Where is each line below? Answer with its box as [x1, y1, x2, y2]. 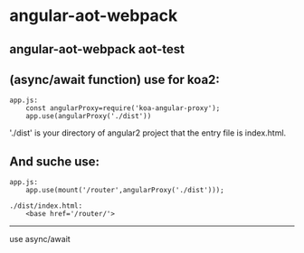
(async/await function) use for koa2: [9, 71, 220, 87]
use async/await [9, 234, 71, 245]
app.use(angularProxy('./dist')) [25, 112, 152, 121]
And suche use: [9, 154, 100, 169]
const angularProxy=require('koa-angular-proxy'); [25, 104, 221, 113]
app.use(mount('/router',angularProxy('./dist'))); [25, 186, 224, 195]
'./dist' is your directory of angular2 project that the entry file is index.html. [9, 127, 287, 138]
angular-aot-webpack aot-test [9, 42, 185, 57]
